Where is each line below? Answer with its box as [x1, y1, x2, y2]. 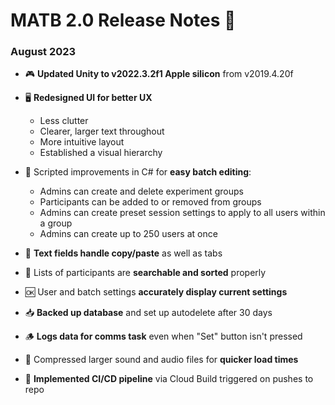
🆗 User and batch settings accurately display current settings [24, 286, 288, 298]
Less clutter [39, 115, 89, 127]
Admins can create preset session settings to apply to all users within [39, 207, 326, 219]
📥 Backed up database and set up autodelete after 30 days [24, 307, 273, 319]
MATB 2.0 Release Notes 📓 [10, 9, 237, 32]
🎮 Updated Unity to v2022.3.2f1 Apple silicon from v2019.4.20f [24, 68, 294, 80]
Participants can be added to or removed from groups [39, 196, 262, 208]
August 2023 [10, 45, 77, 59]
